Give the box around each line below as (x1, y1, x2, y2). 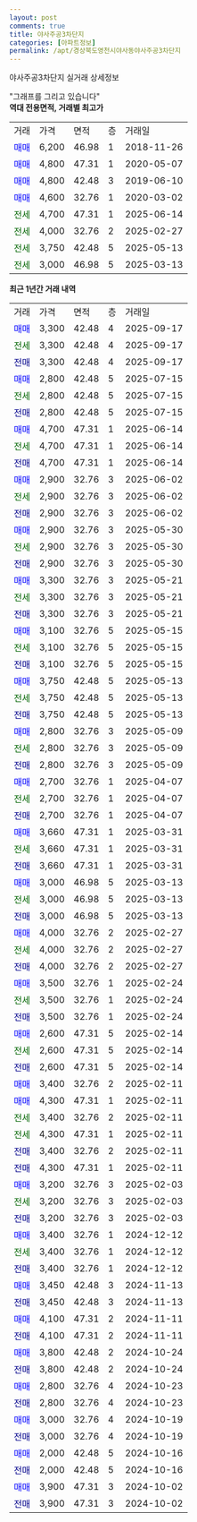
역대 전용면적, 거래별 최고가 (9, 102, 104, 113)
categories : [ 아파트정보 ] (9, 38, 96, 47)
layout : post (9, 13, 58, 22)
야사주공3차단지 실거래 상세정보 (9, 73, 119, 83)
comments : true (9, 21, 66, 30)
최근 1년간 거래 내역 (9, 284, 77, 295)
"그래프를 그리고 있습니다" (9, 91, 101, 102)
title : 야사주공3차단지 (9, 30, 85, 38)
